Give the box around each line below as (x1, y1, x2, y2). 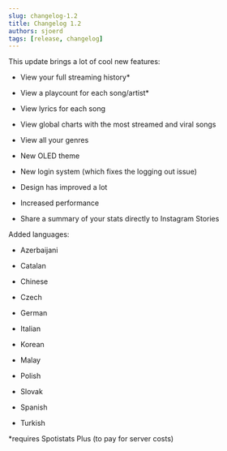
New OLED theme (19, 151, 80, 161)
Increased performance (19, 198, 100, 208)
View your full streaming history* (19, 72, 131, 82)
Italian (19, 324, 41, 333)
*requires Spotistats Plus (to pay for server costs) (8, 434, 174, 444)
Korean (19, 340, 45, 350)
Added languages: (8, 230, 70, 239)
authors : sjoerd (8, 27, 63, 35)
